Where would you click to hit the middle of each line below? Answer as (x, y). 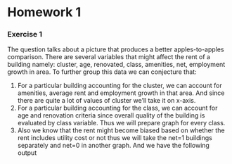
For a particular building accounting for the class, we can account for (117, 108)
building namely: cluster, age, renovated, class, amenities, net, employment (116, 65)
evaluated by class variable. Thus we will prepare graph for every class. (121, 123)
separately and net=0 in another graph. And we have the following (113, 146)
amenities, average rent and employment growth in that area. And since (121, 93)
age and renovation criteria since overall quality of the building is (111, 115)
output (27, 153)
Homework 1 (44, 12)
